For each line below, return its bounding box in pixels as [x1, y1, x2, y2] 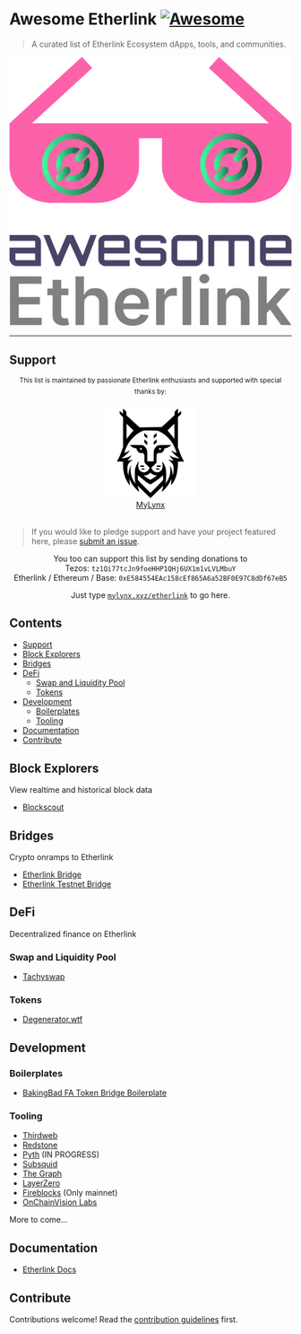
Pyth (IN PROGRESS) [21, 1149, 100, 1160]
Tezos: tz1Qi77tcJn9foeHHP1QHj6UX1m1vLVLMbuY [64, 562, 236, 574]
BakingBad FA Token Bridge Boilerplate [21, 1087, 168, 1099]
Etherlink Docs [21, 1264, 77, 1275]
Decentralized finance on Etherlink [9, 928, 137, 939]
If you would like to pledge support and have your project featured [30, 526, 276, 537]
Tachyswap [21, 971, 65, 982]
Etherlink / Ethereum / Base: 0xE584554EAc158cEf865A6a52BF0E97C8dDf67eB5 [13, 572, 288, 583]
